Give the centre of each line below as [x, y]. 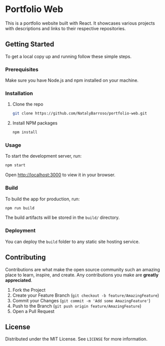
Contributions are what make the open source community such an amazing [82, 269]
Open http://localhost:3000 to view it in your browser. [60, 175]
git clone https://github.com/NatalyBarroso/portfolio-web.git [80, 113]
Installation [19, 93]
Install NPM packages [35, 123]
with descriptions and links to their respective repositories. [65, 28]
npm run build [20, 208]
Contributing [25, 257]
